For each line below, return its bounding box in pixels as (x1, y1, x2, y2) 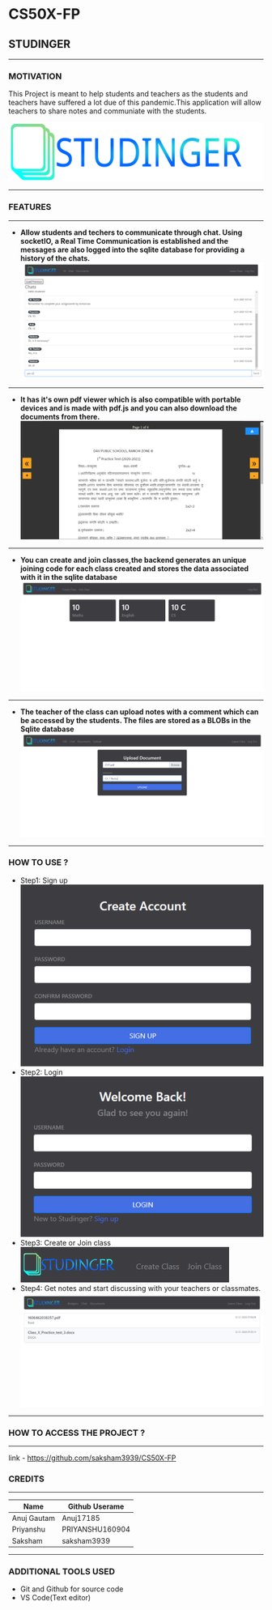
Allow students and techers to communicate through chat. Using (19, 228, 243, 237)
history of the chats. (19, 253, 91, 263)
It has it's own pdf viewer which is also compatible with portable (19, 394, 241, 404)
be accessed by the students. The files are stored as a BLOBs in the (19, 715, 251, 725)
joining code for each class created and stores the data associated (19, 564, 249, 573)
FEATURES (8, 202, 52, 213)
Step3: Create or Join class (19, 1238, 112, 1248)
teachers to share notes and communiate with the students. (8, 106, 207, 116)
